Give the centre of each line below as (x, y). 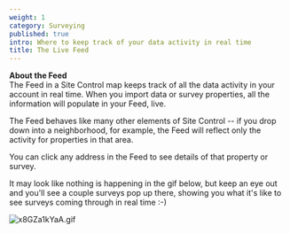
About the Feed (38, 75)
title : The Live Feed (49, 50)
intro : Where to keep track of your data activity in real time (130, 42)
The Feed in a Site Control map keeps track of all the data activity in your (142, 85)
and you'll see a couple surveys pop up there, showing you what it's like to (145, 193)
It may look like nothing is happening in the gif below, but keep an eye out (143, 183)
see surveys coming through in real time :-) (88, 202)
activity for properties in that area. (71, 140)
